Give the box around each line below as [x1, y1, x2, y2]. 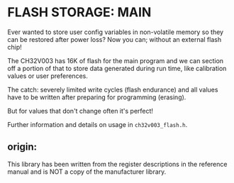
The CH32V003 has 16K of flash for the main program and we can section [7, 56, 224, 65]
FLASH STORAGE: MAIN [7, 4, 152, 21]
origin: [7, 141, 38, 153]
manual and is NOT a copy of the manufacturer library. [7, 167, 167, 176]
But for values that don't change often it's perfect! [7, 106, 154, 115]
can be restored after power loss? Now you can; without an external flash [7, 35, 222, 43]
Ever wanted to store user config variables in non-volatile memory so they [7, 28, 224, 36]
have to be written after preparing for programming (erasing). [7, 93, 186, 101]
